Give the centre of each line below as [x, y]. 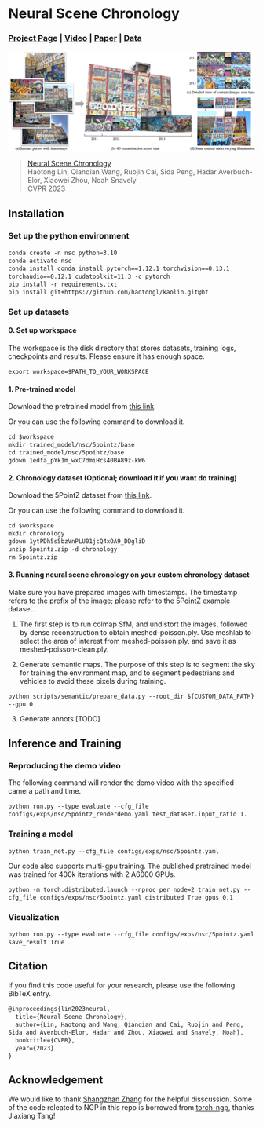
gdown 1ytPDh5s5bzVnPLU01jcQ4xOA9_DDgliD [77, 542]
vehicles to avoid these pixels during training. [93, 681]
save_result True [37, 942]
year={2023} [35, 1048]
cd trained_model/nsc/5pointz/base [66, 453]
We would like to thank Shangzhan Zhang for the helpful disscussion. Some [130, 1099]
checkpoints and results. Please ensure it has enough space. [107, 356]
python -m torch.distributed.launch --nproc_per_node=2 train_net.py [124, 889]
